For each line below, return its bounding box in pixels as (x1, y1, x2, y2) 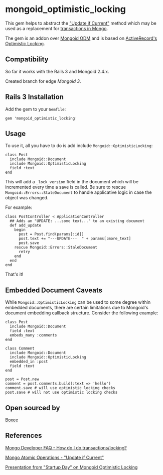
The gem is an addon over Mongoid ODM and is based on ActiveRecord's (5, 35, 157, 41)
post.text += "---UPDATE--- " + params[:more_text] (18, 236, 131, 242)
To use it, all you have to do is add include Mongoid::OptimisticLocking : (5, 143, 153, 149)
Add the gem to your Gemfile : (5, 106, 66, 112)
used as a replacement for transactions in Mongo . (5, 25, 108, 31)
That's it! (5, 271, 24, 277)
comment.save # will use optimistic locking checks (5, 386, 115, 391)
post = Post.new (5, 377, 39, 382)
